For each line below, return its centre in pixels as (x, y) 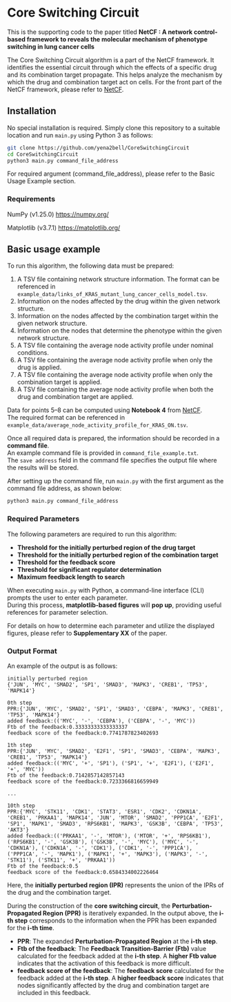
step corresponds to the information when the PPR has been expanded (116, 920)
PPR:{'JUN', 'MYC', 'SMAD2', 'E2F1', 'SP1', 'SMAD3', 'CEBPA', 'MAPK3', (114, 751)
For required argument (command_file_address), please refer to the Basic (111, 174)
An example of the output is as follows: (62, 666)
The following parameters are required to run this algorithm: (92, 534)
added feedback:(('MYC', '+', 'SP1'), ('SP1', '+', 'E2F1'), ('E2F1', (111, 763)
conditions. (33, 353)
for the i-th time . (31, 927)
